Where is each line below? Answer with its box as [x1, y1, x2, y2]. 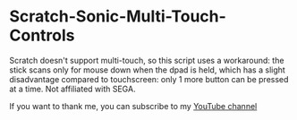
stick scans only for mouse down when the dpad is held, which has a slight [9, 64, 286, 75]
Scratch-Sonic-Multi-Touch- [9, 6, 226, 27]
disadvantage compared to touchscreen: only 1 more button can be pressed [9, 73, 289, 84]
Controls [9, 25, 75, 46]
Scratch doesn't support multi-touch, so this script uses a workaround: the [9, 55, 284, 65]
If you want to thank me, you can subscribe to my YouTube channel [9, 100, 258, 111]
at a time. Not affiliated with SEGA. [9, 83, 136, 94]
